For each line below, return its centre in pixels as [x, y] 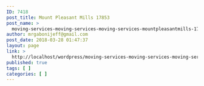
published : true [27, 62]
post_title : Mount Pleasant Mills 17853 [58, 18]
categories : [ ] [27, 74]
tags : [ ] [19, 68]
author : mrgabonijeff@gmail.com [47, 35]
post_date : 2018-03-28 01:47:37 [47, 40]
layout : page [23, 46]
